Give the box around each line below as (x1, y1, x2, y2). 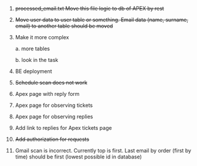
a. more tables (15, 45, 50, 52)
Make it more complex (15, 34, 69, 40)
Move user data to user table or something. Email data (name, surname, (15, 16, 188, 23)
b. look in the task (15, 57, 59, 63)
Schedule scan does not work (15, 79, 87, 86)
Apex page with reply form (15, 91, 80, 97)
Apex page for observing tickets (15, 102, 93, 109)
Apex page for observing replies (15, 113, 93, 120)
